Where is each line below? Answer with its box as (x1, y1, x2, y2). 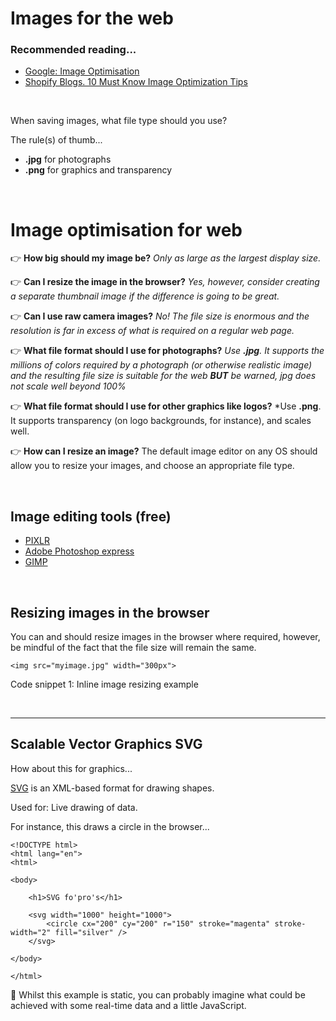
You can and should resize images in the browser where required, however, (10, 631, 321, 643)
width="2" (10, 927, 52, 937)
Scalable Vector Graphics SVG (10, 736, 203, 753)
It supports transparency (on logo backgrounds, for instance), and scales (10, 415, 312, 427)
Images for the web (10, 7, 174, 30)
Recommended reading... (10, 43, 137, 57)
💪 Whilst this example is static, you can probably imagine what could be (10, 988, 306, 1001)
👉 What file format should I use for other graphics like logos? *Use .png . (10, 400, 322, 412)
